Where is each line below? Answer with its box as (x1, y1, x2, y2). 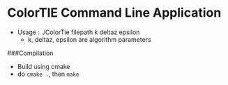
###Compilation (7, 49, 54, 57)
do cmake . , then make (17, 70, 79, 78)
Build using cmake (17, 62, 71, 70)
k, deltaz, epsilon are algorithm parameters (27, 35, 151, 43)
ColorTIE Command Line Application (7, 5, 222, 21)
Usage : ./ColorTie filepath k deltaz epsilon (17, 28, 140, 36)
